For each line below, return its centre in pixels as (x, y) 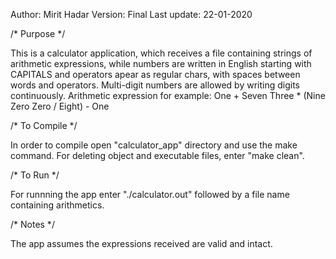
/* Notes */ (32, 224)
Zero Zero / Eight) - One (60, 106)
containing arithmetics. (57, 205)
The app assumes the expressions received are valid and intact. (141, 243)
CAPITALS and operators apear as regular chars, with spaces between (155, 74)
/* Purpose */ (38, 33)
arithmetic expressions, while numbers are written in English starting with (161, 63)
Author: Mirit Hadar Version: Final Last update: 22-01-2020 (131, 14)
